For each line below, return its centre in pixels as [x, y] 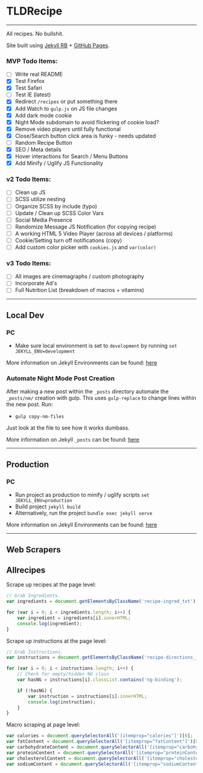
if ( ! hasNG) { [35, 691]
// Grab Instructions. [35, 652]
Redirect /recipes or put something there [66, 102]
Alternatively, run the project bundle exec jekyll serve [84, 513]
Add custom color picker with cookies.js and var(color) [85, 247]
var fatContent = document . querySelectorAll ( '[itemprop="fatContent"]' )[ [101, 741]
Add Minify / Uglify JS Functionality [59, 163]
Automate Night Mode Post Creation [60, 379]
